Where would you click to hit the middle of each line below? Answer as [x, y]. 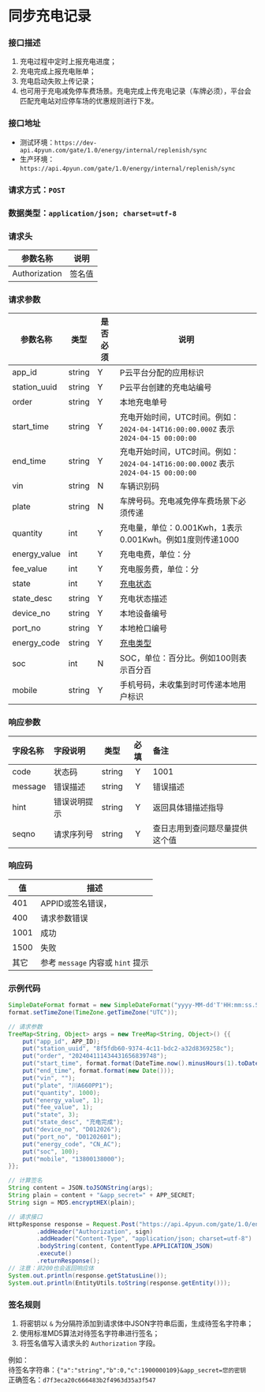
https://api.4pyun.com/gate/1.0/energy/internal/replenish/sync [127, 168]
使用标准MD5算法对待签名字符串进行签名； [90, 1333]
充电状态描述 [144, 599]
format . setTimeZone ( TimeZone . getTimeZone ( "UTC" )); [93, 1012]
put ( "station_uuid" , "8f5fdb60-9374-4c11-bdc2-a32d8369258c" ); [129, 1049]
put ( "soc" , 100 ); [51, 1151]
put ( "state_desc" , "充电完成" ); [73, 1123]
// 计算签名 [26, 1181]
